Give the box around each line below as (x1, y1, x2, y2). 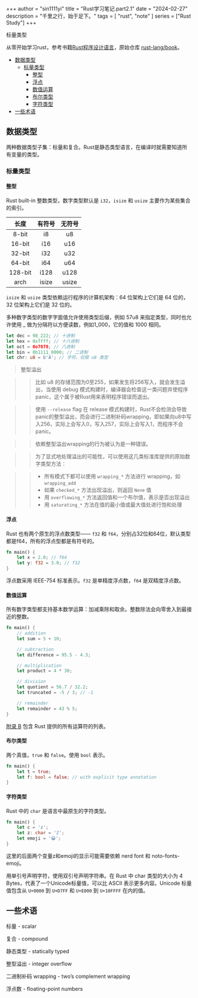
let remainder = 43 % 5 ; (16, 706, 78, 712)
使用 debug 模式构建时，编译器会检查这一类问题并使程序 (51, 386, 189, 393)
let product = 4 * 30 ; (16, 668, 72, 674)
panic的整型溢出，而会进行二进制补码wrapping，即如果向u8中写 (35, 413, 192, 420)
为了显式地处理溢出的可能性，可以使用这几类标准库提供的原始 (35, 453, 186, 460)
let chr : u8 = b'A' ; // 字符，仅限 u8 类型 (6, 355, 108, 361)
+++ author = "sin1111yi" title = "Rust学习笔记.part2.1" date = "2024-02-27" (6, 5, 188, 12)
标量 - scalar (6, 923, 37, 930)
